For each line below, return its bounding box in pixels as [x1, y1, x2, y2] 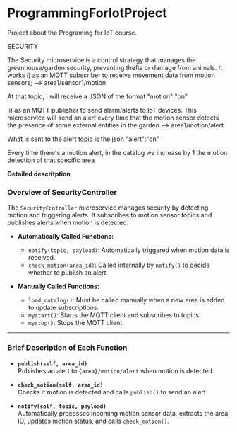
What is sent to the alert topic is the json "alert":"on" [7, 135, 160, 143]
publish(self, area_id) [17, 360, 88, 368]
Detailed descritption [7, 169, 71, 178]
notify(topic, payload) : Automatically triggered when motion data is [28, 246, 231, 254]
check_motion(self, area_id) [17, 381, 104, 389]
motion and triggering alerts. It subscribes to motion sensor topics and [7, 211, 212, 220]
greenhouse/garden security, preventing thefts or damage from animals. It [7, 63, 223, 72]
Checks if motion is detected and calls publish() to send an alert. [17, 387, 208, 396]
